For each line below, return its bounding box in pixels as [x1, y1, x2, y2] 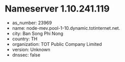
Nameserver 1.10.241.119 [5, 3, 110, 15]
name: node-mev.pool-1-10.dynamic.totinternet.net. [12, 25, 120, 31]
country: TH [12, 36, 38, 42]
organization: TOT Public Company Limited [12, 41, 102, 47]
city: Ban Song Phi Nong [12, 30, 64, 36]
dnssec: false [12, 51, 41, 58]
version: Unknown [12, 46, 50, 52]
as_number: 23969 [12, 20, 52, 26]
